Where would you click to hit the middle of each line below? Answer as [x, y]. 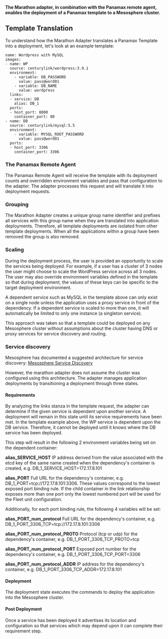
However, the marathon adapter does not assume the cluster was [73, 373]
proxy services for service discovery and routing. [56, 333]
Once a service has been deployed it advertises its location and [71, 620]
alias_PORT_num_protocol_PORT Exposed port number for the [71, 549]
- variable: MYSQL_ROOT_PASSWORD [49, 134]
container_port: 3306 [37, 152]
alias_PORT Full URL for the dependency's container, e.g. [65, 478]
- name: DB [17, 121]
